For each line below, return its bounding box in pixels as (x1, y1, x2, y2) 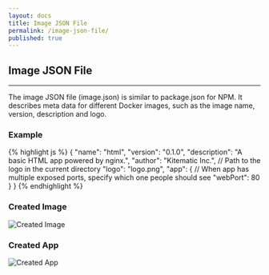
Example (8, 129, 43, 140)
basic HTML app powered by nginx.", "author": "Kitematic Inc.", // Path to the (8, 156, 261, 165)
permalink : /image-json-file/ (8, 26, 110, 34)
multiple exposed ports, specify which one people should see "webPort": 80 (8, 173, 260, 182)
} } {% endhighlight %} (8, 181, 83, 191)
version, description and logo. (8, 110, 106, 119)
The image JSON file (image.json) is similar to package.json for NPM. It (8, 93, 243, 102)
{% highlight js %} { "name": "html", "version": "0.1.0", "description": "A (8, 147, 243, 157)
